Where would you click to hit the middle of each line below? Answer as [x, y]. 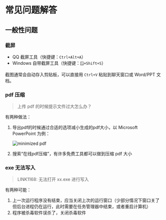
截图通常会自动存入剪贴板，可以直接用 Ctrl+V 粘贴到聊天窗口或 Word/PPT [80, 74]
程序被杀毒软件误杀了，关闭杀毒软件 [49, 213]
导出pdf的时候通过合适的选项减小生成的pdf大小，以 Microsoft [75, 128]
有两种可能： [18, 190]
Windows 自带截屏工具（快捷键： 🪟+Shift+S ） [59, 63]
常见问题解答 [31, 10]
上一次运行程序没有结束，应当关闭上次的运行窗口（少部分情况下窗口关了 [86, 200]
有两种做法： [18, 117]
